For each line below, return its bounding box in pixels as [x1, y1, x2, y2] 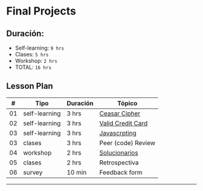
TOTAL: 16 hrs [14, 63, 52, 71]
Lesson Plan [6, 81, 53, 91]
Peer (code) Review [99, 138, 156, 147]
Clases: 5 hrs [14, 51, 49, 58]
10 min [66, 168, 87, 176]
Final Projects [6, 4, 77, 18]
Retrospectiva [99, 158, 139, 167]
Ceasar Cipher [99, 109, 141, 117]
